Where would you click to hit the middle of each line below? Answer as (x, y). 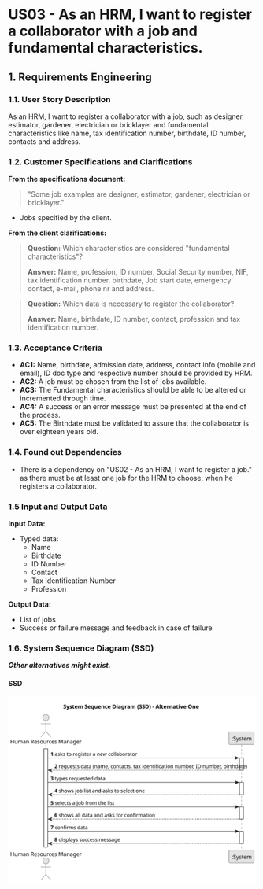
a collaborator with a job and (103, 31)
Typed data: (39, 539)
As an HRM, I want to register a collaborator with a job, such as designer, (126, 116)
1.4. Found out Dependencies (65, 452)
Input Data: (27, 524)
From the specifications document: (67, 179)
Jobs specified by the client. (65, 218)
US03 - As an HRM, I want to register (130, 15)
